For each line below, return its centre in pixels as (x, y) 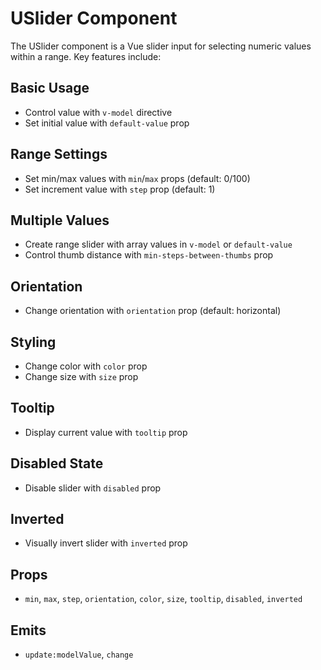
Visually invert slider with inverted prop (106, 543)
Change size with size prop (81, 376)
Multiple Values (60, 220)
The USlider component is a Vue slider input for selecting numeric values (161, 46)
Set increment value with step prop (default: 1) (120, 189)
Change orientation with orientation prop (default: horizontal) (153, 311)
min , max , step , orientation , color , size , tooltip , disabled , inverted (163, 599)
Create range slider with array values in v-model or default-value (158, 244)
